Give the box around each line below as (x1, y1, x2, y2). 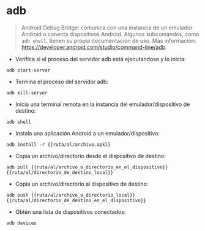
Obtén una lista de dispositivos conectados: (15, 208, 126, 215)
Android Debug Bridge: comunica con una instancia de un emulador (21, 24, 193, 31)
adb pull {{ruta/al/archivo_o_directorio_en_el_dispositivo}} (6, 164, 168, 170)
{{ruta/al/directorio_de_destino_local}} (6, 169, 114, 175)
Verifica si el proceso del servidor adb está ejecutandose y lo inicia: (15, 55, 186, 62)
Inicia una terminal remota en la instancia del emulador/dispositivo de (15, 100, 190, 108)
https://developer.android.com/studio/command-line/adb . (21, 44, 167, 51)
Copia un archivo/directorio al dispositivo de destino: (15, 180, 149, 187)
